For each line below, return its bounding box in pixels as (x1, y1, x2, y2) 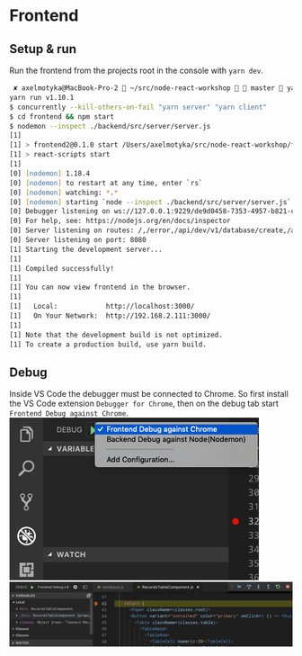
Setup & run (9, 41, 77, 57)
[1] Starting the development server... (9, 245, 164, 254)
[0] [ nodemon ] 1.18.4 (9, 168, 91, 178)
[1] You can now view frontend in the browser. (9, 283, 191, 292)
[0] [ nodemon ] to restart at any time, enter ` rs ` (9, 178, 203, 187)
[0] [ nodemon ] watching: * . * (9, 188, 119, 197)
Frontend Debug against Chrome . (9, 408, 129, 418)
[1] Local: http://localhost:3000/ (9, 302, 195, 311)
